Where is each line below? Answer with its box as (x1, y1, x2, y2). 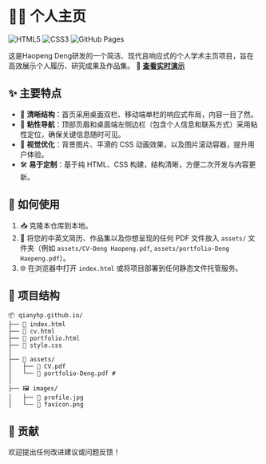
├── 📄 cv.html (8, 328, 56, 336)
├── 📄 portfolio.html (8, 334, 81, 343)
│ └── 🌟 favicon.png (8, 401, 84, 409)
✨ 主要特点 (8, 87, 62, 100)
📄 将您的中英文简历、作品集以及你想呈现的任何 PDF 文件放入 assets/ (19, 233, 247, 243)
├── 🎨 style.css (8, 341, 62, 349)
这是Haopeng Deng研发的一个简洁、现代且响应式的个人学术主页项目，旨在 (8, 50, 254, 60)
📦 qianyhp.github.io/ (8, 312, 84, 320)
